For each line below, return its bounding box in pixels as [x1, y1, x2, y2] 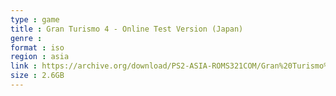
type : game [10, 14, 60, 25]
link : [10, 61, 38, 71]
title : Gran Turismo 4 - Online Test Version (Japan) [10, 24, 244, 34]
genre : [10, 33, 43, 43]
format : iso [10, 42, 65, 53]
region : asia [10, 52, 70, 62]
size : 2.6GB [10, 71, 65, 81]
